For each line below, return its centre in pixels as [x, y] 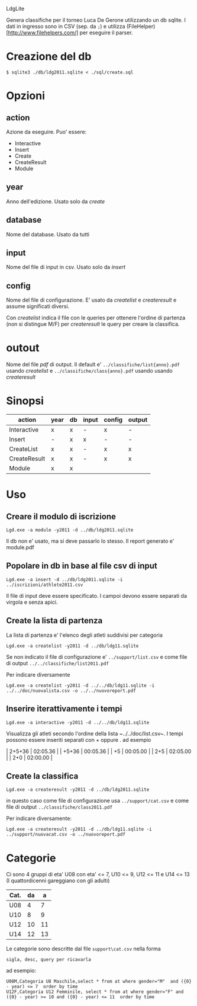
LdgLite [15, 9]
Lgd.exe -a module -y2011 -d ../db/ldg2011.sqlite [70, 530]
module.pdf [20, 547]
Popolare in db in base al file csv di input [82, 566]
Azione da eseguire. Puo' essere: [46, 132]
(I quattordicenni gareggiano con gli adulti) [58, 881]
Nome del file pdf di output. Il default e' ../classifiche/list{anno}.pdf [93, 364]
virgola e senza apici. [32, 602]
